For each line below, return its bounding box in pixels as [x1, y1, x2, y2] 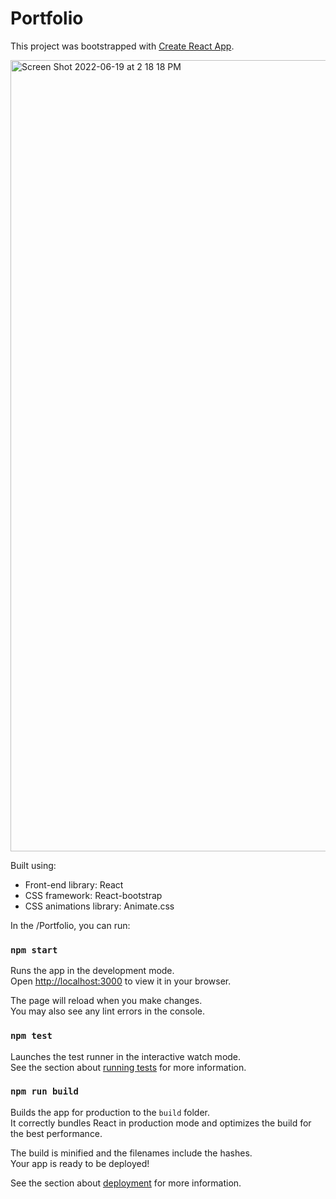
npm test [10, 1030, 53, 1042]
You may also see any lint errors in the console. [10, 1005, 205, 1017]
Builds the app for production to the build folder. [10, 1106, 211, 1118]
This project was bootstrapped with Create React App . [10, 40, 235, 52]
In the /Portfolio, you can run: [10, 919, 131, 931]
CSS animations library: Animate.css [24, 900, 175, 912]
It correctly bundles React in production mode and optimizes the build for [10, 1117, 312, 1129]
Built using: [10, 859, 57, 871]
